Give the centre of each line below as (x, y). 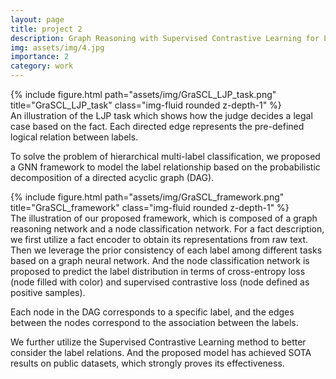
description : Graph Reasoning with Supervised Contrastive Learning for (165, 38)
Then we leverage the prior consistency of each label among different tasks (166, 250)
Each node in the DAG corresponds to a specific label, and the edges (152, 312)
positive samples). (48, 292)
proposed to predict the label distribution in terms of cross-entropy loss (158, 271)
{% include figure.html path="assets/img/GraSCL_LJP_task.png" (143, 94)
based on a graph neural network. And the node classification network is (160, 260)
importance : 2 (40, 57)
